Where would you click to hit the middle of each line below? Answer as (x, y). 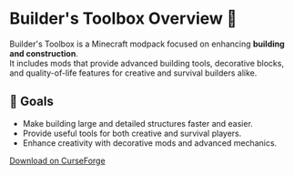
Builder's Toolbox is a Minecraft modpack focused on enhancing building (147, 44)
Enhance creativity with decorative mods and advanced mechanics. (150, 143)
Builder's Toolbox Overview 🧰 (123, 19)
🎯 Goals (32, 102)
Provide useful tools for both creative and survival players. (132, 133)
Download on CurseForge (58, 160)
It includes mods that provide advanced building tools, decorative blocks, (147, 63)
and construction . (44, 53)
